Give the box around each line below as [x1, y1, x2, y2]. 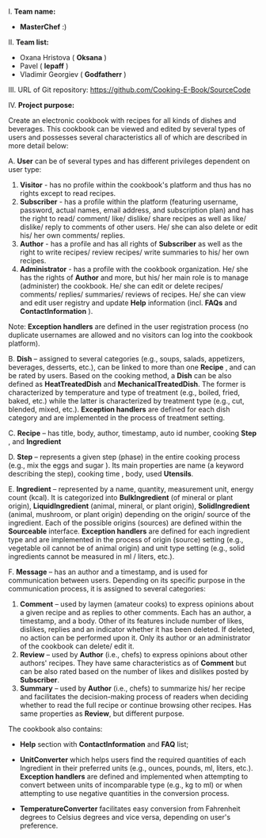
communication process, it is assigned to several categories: [8, 584, 206, 593]
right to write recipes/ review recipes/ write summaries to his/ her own [19, 247, 249, 257]
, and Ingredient [8, 437, 62, 446]
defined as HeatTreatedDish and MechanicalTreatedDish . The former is [8, 380, 246, 388]
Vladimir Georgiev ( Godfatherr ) [19, 70, 127, 78]
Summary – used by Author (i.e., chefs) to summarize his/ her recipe [19, 683, 246, 693]
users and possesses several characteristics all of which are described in [8, 132, 248, 142]
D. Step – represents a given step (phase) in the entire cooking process [8, 452, 241, 461]
